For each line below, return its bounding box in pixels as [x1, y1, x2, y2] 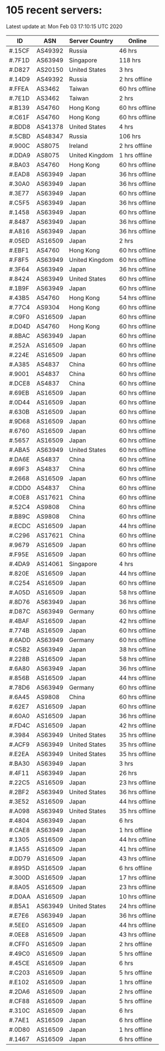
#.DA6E [9, 455, 30, 463]
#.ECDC [9, 522, 31, 530]
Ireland [69, 142, 89, 150]
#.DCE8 [9, 379, 30, 387]
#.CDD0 [9, 484, 31, 492]
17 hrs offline [119, 873, 156, 881]
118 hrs [119, 56, 141, 64]
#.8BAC [9, 332, 30, 340]
